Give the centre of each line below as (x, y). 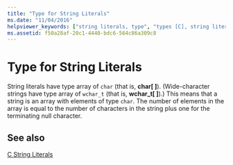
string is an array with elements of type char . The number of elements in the (116, 101)
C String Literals (30, 154)
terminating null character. (45, 116)
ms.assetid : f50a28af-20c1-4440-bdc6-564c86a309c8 (82, 33)
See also (26, 138)
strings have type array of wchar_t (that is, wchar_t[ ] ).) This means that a (112, 94)
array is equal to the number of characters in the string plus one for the (109, 109)
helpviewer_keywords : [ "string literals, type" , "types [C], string (108, 26)
